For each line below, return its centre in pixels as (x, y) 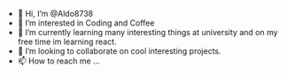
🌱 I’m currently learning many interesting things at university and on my (147, 32)
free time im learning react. (67, 41)
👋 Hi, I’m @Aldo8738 (55, 14)
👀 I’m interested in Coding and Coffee (86, 23)
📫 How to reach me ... (58, 61)
